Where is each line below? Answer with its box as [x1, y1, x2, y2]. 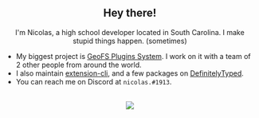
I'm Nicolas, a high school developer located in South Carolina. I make [15, 27, 245, 37]
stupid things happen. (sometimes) [73, 36, 187, 45]
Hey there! [103, 6, 157, 20]
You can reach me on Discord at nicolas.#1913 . [15, 77, 172, 86]
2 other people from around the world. [15, 60, 142, 69]
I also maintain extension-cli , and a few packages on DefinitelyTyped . [15, 68, 245, 78]
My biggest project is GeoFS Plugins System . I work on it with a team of [15, 51, 251, 61]
